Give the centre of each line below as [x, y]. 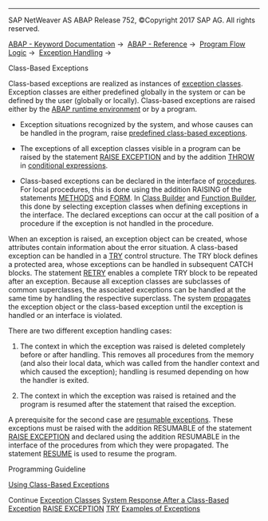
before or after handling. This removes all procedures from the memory [137, 355]
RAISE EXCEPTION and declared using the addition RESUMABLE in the [124, 437]
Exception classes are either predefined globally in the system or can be [127, 92]
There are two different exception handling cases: [90, 331]
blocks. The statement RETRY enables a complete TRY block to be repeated [133, 273]
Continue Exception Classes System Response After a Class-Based [119, 500]
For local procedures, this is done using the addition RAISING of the [130, 189]
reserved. [24, 28]
